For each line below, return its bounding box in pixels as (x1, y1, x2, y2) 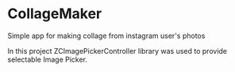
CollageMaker (7, 5, 102, 23)
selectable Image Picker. (7, 55, 88, 64)
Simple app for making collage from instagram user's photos (7, 31, 206, 40)
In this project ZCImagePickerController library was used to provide (7, 46, 228, 55)
